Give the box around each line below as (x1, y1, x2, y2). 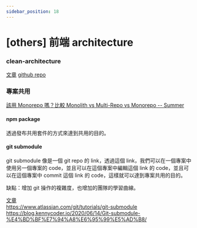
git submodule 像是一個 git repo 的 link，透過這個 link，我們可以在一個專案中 (6, 157, 192, 164)
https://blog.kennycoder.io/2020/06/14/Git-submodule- (6, 209, 141, 216)
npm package (6, 116, 41, 122)
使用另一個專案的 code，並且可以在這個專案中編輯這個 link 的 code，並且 (6, 164, 184, 171)
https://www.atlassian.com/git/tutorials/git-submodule (6, 203, 138, 210)
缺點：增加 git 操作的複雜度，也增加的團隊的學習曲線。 (6, 184, 139, 191)
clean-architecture (6, 57, 61, 65)
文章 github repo (6, 71, 46, 78)
